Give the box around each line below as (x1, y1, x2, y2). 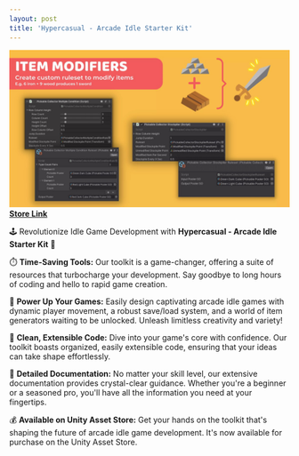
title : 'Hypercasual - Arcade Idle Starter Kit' (9, 23, 193, 33)
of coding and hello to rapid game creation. (9, 279, 167, 289)
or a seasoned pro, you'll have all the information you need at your (9, 388, 253, 397)
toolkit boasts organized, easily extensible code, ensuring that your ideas (9, 342, 278, 352)
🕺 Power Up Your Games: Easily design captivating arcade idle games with (9, 296, 285, 307)
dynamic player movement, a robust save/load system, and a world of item (9, 306, 283, 316)
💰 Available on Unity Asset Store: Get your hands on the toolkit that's (9, 414, 268, 425)
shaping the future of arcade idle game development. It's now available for (9, 428, 283, 437)
